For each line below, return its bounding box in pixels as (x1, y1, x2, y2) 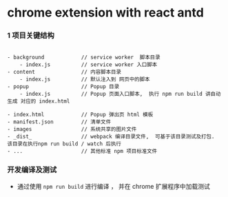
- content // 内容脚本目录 (7, 69, 122, 76)
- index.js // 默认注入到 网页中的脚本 (19, 76, 150, 83)
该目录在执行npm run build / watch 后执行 (7, 141, 122, 147)
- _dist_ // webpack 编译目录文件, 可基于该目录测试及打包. (7, 133, 215, 141)
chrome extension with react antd (7, 5, 205, 21)
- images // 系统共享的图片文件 (7, 126, 137, 133)
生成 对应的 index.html (7, 98, 70, 105)
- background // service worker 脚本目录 (7, 54, 160, 61)
